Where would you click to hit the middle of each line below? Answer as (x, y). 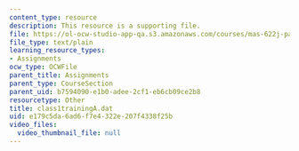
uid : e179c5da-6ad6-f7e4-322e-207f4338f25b (91, 116)
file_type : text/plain (51, 42)
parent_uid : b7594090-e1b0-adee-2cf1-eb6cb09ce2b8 (105, 91)
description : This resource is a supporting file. (105, 26)
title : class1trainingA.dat (61, 108)
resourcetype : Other (48, 100)
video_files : (33, 125)
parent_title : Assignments (59, 75)
